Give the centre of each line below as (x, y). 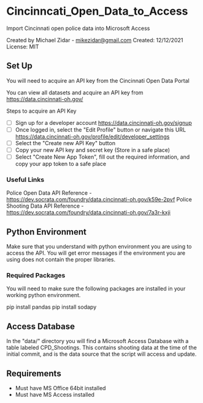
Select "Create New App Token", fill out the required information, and (102, 157)
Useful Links (25, 179)
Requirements (34, 373)
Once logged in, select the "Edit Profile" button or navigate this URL (101, 129)
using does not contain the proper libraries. (61, 260)
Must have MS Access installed (55, 395)
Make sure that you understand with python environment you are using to (99, 247)
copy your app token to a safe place (60, 164)
